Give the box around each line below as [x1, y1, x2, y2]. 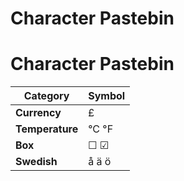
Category [23, 89, 70, 103]
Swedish [15, 155, 58, 169]
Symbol [88, 89, 126, 103]
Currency [15, 106, 62, 120]
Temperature [15, 122, 79, 136]
